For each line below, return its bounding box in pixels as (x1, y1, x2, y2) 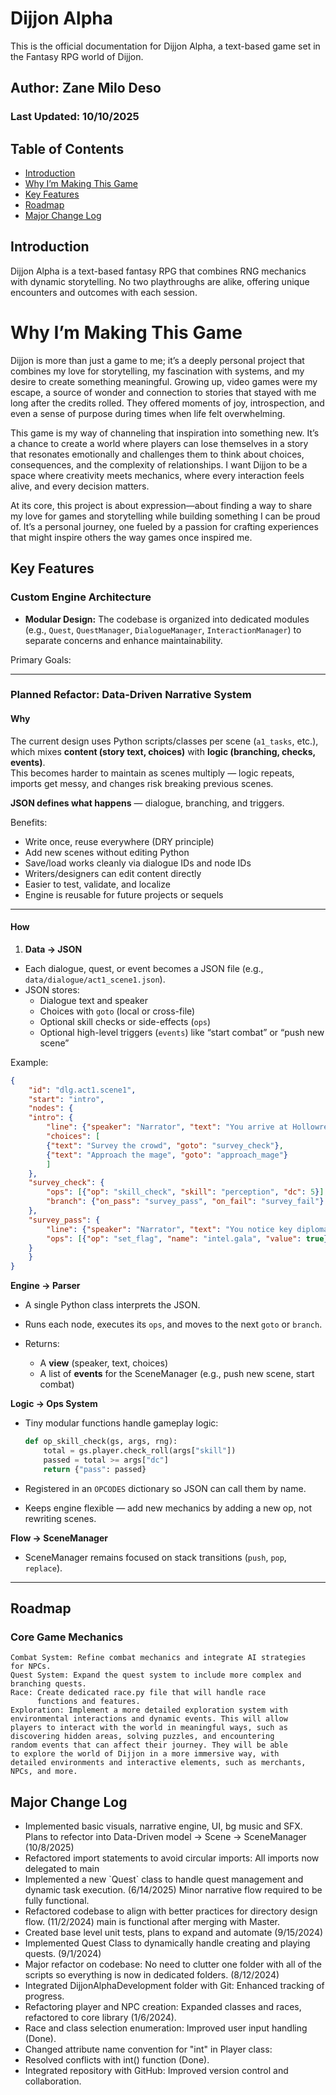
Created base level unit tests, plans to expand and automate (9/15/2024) (24, 1927, 324, 1939)
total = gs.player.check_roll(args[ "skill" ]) (43, 1446, 237, 1456)
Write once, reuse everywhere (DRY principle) (24, 835, 215, 847)
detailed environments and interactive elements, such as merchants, (10, 1758, 307, 1768)
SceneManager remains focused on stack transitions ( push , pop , (24, 1551, 287, 1563)
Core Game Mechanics (10, 1630, 124, 1644)
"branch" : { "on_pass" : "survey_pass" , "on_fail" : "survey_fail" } (46, 1197, 325, 1207)
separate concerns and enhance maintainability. (24, 634, 223, 646)
